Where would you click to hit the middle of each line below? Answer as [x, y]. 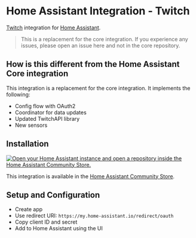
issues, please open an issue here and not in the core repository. [100, 45]
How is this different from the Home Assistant [93, 64]
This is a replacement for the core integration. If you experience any [104, 39]
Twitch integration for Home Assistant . [53, 28]
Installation [27, 144]
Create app [29, 209]
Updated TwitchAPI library [47, 118]
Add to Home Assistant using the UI [59, 228]
